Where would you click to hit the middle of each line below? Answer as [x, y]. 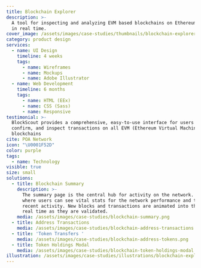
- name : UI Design [35, 51]
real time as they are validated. [65, 212]
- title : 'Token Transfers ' [48, 233]
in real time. [29, 28]
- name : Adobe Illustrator [56, 78]
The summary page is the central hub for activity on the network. [108, 195]
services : [19, 45]
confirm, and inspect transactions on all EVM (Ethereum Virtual [95, 128]
